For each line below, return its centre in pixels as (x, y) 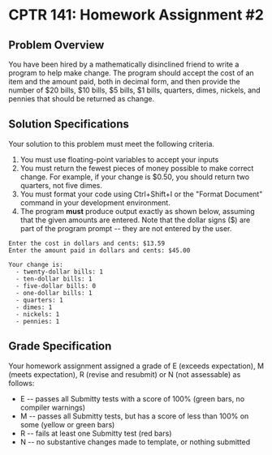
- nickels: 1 (38, 314)
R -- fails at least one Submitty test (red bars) (96, 433)
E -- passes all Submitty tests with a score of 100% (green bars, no (132, 398)
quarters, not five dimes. (61, 185)
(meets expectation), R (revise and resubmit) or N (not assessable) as (125, 374)
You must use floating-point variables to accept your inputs (119, 159)
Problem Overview (56, 45)
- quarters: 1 (39, 300)
